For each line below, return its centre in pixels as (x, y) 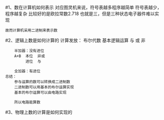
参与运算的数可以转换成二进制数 (42, 82)
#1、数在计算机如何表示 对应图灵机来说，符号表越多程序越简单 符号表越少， (84, 7)
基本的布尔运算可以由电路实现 (40, 92)
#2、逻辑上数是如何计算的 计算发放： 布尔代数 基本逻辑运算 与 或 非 (75, 40)
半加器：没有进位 (29, 51)
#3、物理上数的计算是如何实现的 (39, 112)
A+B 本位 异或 (30, 56)
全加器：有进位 (27, 71)
